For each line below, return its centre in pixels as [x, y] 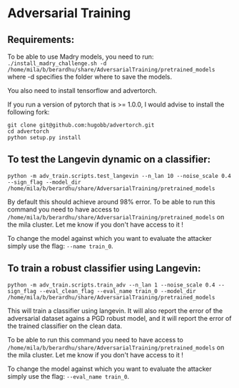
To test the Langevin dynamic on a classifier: [109, 160]
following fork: [29, 112]
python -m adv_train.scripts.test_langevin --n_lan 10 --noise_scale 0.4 [119, 176]
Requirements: [41, 40]
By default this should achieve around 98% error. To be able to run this [111, 202]
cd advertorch [29, 131]
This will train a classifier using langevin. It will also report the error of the [115, 310]
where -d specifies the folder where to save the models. [90, 77]
